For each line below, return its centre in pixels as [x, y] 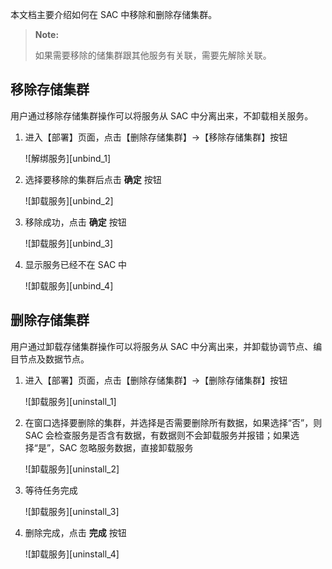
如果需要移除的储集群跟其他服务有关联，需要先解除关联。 [153, 55]
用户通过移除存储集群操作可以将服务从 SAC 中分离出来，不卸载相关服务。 [162, 115]
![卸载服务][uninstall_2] [72, 469]
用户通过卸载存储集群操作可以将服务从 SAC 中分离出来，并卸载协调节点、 [162, 346]
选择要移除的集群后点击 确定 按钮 [93, 179]
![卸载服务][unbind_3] [69, 243]
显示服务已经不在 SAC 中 [76, 264]
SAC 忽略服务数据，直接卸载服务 [126, 447]
